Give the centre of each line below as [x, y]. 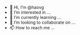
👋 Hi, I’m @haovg [27, 7]
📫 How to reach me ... [32, 28]
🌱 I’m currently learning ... [35, 17]
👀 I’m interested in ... [30, 12]
